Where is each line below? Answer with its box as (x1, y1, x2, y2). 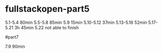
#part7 (5, 34, 19, 40)
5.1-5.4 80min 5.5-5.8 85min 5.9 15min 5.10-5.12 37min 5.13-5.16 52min (5, 19, 147, 25)
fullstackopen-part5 (5, 3, 90, 15)
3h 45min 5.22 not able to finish (14, 24, 79, 30)
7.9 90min (5, 43, 26, 49)
